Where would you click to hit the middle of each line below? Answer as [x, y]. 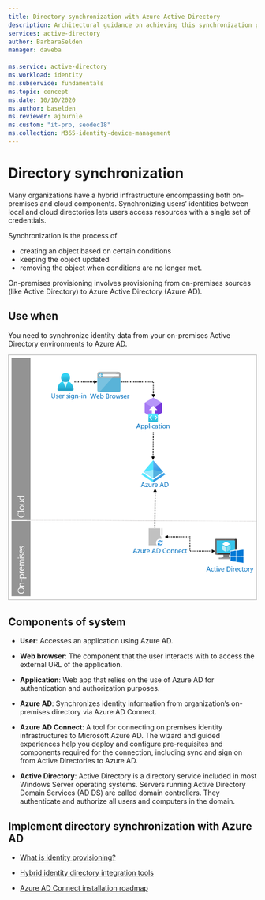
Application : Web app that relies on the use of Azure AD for [117, 680]
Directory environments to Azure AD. [68, 343]
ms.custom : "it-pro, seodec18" [60, 125]
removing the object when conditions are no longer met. [111, 268]
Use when [34, 316]
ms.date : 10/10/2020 [42, 100]
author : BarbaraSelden [45, 42]
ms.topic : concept [38, 92]
